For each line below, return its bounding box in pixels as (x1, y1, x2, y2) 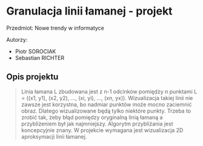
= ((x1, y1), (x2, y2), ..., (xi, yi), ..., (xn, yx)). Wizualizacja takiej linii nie (21, 94, 193, 101)
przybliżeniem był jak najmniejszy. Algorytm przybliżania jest (21, 120, 173, 127)
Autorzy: (6, 36, 28, 43)
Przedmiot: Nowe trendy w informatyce (6, 24, 105, 32)
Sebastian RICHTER (15, 54, 65, 61)
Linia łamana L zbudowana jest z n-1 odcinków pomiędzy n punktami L (21, 88, 198, 95)
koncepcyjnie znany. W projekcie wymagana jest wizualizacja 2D (21, 126, 184, 134)
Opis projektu (6, 71, 59, 82)
